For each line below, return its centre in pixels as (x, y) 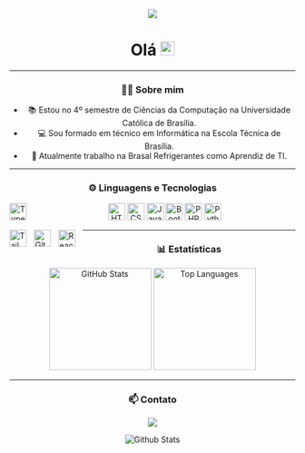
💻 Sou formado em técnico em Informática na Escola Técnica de (159, 133)
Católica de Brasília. (159, 123)
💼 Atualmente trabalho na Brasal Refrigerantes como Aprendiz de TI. (159, 156)
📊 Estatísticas (189, 250)
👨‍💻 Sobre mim (152, 89)
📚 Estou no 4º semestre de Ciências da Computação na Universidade (159, 110)
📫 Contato (152, 399)
